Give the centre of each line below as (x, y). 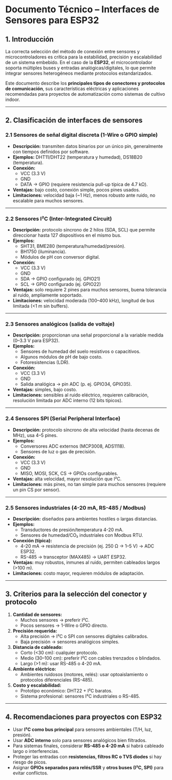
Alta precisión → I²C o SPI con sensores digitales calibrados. (84, 636)
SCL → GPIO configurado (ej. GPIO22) (61, 284)
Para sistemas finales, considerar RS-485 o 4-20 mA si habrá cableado (88, 746)
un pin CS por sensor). (36, 490)
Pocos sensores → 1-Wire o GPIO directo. (64, 625)
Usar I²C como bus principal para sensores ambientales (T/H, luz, (82, 729)
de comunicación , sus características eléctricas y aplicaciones (72, 89)
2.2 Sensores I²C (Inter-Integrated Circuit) (59, 219)
